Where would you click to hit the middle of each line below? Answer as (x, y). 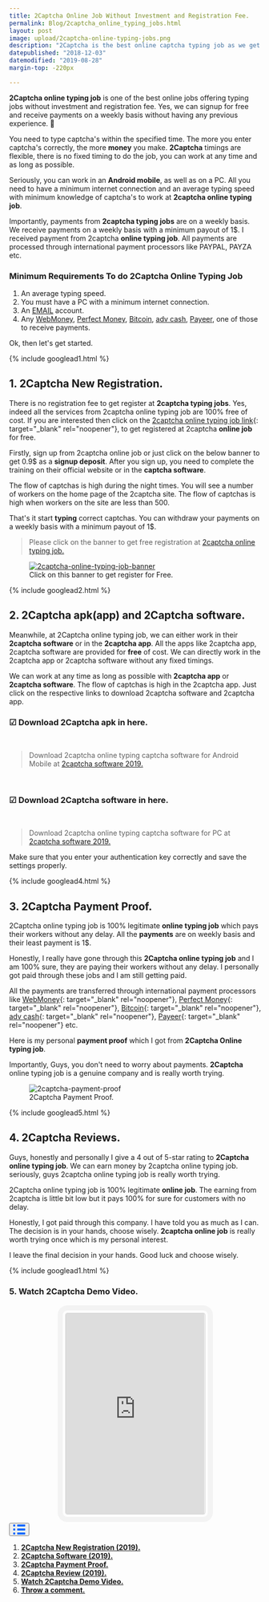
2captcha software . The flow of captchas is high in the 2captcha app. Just (133, 684)
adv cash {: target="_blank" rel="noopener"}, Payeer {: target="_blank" (125, 1016)
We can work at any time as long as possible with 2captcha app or (119, 675)
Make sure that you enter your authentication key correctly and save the (128, 857)
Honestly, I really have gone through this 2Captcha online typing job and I (132, 959)
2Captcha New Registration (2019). (80, 1547)
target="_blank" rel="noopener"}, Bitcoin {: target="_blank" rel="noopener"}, (135, 1008)
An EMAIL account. (52, 310)
